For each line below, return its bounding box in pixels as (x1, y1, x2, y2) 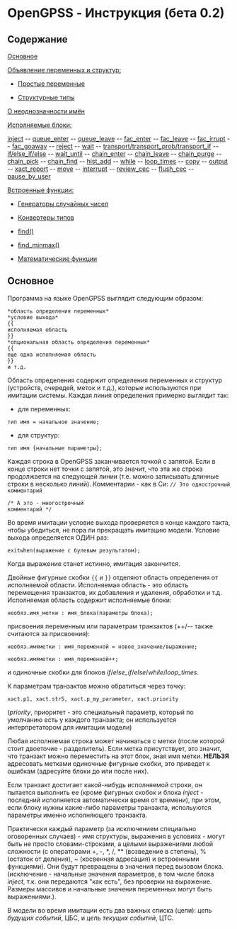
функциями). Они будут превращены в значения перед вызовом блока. (7, 862, 224, 870)
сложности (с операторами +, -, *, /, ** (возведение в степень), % (7, 847, 207, 855)
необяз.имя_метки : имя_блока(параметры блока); (7, 609, 154, 616)
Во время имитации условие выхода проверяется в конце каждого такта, (7, 518, 231, 526)
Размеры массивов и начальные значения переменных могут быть (7, 884, 212, 893)
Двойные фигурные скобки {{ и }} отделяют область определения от (7, 573, 219, 582)
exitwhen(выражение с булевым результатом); (7, 547, 141, 554)
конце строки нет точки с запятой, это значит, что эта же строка (7, 464, 203, 473)
